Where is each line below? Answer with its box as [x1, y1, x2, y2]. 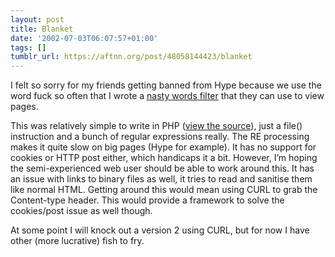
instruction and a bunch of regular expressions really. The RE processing [10, 131, 310, 143]
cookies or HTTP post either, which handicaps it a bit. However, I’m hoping [10, 152, 318, 164]
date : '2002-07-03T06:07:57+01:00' [10, 33, 159, 43]
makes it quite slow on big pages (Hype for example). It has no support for [10, 141, 317, 153]
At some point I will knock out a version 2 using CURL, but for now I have [10, 224, 310, 236]
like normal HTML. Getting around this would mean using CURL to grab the [10, 184, 318, 196]
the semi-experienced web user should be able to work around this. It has [10, 162, 315, 175]
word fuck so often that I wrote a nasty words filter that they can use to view [10, 90, 325, 102]
